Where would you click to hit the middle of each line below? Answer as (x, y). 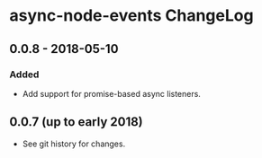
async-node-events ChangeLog (131, 16)
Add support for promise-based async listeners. (111, 93)
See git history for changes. (74, 144)
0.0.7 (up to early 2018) (77, 122)
